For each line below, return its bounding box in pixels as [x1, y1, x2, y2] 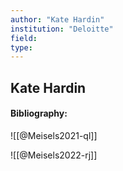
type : [10, 42, 33, 53]
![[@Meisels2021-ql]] [10, 129, 98, 141]
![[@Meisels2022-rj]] [10, 149, 98, 161]
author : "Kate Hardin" [10, 14, 105, 25]
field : [10, 33, 38, 43]
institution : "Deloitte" [10, 24, 114, 34]
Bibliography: [10, 107, 68, 120]
